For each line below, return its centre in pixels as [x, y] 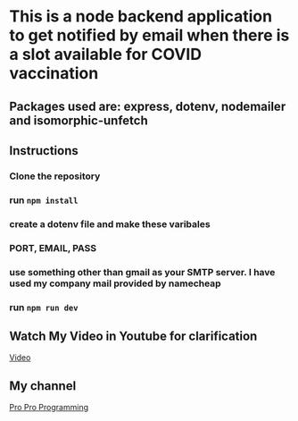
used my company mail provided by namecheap [115, 283]
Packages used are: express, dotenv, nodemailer [148, 106]
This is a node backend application [141, 17]
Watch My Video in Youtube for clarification [133, 336]
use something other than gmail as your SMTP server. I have [142, 272]
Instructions [44, 151]
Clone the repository [55, 176]
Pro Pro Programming [49, 408]
